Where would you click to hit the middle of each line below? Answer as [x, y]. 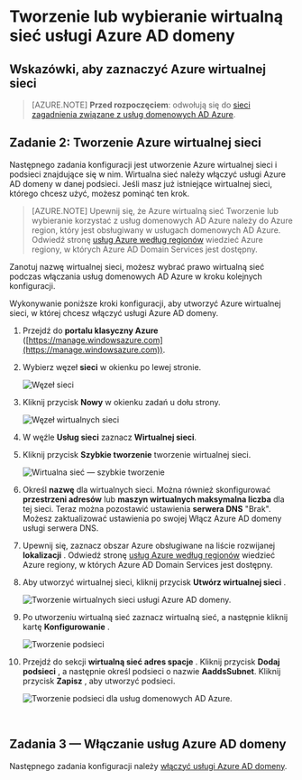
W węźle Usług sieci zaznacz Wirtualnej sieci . [109, 437]
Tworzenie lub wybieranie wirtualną [146, 17]
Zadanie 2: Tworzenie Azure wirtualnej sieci [135, 143]
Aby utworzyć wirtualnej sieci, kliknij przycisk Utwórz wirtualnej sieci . [154, 582]
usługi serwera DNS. [60, 528]
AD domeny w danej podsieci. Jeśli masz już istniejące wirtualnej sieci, [141, 183]
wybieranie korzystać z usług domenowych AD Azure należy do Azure [162, 220]
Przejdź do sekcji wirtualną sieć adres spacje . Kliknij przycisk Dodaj [151, 662]
